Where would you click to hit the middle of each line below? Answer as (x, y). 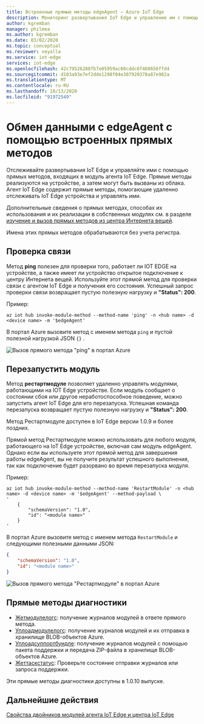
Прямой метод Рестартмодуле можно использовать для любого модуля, (101, 440)
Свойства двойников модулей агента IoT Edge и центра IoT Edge (90, 715)
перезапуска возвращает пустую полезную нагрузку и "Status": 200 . (97, 410)
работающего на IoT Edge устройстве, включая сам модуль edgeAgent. (99, 446)
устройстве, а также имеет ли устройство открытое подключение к (95, 272)
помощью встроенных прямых (90, 140)
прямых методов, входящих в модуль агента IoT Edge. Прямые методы (99, 176)
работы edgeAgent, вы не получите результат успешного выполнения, (98, 459)
